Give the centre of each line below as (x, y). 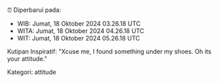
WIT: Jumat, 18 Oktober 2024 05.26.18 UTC (78, 38)
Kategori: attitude (32, 72)
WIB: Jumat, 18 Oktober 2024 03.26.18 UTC (79, 24)
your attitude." (27, 59)
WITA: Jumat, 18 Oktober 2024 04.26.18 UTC (80, 31)
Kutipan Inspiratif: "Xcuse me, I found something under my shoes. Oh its (109, 51)
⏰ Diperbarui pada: (34, 10)
